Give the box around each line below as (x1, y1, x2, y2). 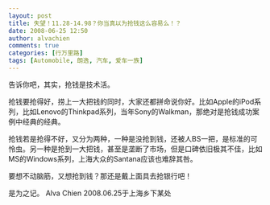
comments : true (8, 42, 60, 50)
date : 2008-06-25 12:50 (8, 27, 89, 35)
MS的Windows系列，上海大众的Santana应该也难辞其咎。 (8, 154, 197, 163)
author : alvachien (8, 34, 70, 43)
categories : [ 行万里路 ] (8, 49, 83, 57)
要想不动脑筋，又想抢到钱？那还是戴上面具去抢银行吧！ (8, 170, 192, 181)
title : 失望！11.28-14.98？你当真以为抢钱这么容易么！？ (8, 19, 181, 27)
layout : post (8, 11, 52, 20)
